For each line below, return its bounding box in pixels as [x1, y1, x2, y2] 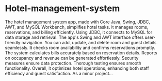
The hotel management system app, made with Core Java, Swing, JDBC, [5, 19, 150, 25]
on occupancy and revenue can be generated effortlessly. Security [5, 55, 139, 61]
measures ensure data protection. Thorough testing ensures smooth [5, 60, 142, 66]
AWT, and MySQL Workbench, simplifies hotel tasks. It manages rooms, [5, 24, 149, 30]
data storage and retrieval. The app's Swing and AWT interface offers [5, 34, 144, 40]
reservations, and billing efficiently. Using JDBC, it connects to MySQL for [5, 29, 153, 35]
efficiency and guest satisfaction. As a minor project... [5, 70, 113, 76]
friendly [5, 39, 21, 45]
